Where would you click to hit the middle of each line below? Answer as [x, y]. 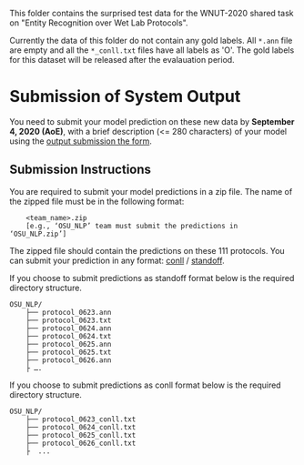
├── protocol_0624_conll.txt [81, 427]
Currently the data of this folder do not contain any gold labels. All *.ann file [151, 40]
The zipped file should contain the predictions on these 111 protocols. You [147, 250]
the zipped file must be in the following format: [97, 201]
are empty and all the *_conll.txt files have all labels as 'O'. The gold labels [152, 50]
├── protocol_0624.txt [69, 336]
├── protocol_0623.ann [69, 312]
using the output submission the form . [81, 141]
